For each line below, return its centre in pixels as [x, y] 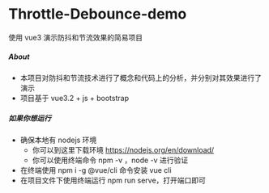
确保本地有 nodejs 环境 [58, 140]
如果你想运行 [30, 118]
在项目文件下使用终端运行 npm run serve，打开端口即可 [113, 180]
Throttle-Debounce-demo [98, 14]
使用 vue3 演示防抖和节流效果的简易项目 [76, 37]
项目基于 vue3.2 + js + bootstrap [75, 98]
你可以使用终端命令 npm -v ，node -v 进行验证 [110, 160]
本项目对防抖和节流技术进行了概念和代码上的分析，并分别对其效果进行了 [141, 78]
